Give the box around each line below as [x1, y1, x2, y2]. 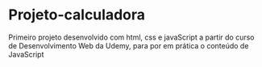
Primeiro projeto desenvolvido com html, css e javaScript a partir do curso [8, 32, 255, 42]
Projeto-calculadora [8, 6, 145, 24]
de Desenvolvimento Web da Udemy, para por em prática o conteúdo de [8, 40, 249, 50]
